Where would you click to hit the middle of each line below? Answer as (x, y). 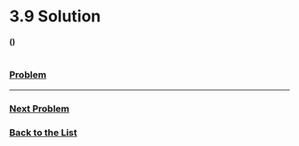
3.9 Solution (55, 16)
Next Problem (39, 109)
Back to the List (43, 133)
